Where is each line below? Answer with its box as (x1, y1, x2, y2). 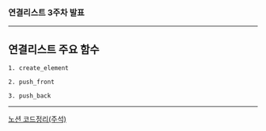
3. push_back (8, 92, 51, 100)
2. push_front (8, 78, 55, 87)
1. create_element (8, 64, 69, 72)
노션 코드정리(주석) (8, 114, 67, 124)
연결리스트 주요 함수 (8, 42, 100, 56)
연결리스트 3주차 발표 (8, 6, 85, 17)
